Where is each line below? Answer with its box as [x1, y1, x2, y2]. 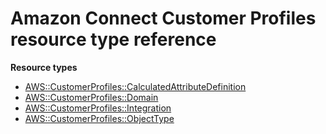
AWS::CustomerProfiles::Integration [24, 102, 172, 114]
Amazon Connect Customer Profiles [10, 7, 317, 30]
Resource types [10, 61, 78, 73]
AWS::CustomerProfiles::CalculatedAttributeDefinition [24, 80, 247, 92]
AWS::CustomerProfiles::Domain [24, 91, 159, 103]
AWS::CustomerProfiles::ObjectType [24, 112, 175, 124]
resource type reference [10, 28, 217, 51]
